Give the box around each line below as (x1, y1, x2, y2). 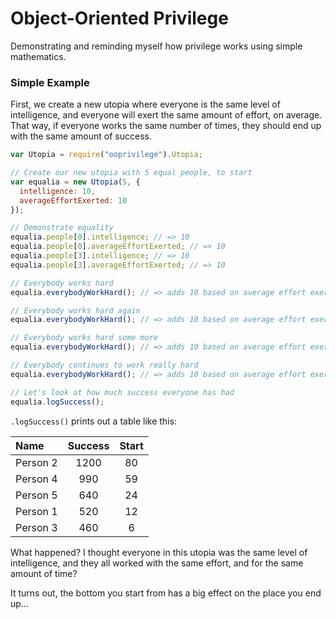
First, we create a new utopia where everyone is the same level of (10, 98, 281, 111)
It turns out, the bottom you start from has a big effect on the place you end (10, 587, 322, 599)
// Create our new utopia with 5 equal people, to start (10, 168, 253, 178)
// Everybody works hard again (10, 305, 141, 316)
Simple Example (10, 75, 90, 89)
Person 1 (15, 504, 58, 518)
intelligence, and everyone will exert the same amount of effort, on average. (10, 109, 323, 121)
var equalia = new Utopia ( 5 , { (10, 177, 141, 187)
